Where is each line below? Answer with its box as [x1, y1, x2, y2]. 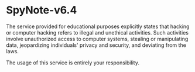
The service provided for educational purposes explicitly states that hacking [6, 23, 190, 30]
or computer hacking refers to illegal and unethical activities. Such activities [6, 29, 189, 36]
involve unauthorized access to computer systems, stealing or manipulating [6, 35, 189, 42]
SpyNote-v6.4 [6, 4, 77, 17]
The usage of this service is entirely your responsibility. [6, 59, 139, 66]
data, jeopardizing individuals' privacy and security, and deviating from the [6, 42, 186, 49]
